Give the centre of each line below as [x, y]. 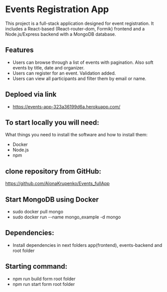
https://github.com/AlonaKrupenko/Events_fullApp [58, 184]
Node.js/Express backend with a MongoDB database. [61, 34]
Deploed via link [31, 95]
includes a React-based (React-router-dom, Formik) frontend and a [75, 28]
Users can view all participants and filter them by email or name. [79, 78]
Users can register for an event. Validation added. [64, 73]
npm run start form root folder [44, 284]
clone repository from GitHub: [53, 171]
